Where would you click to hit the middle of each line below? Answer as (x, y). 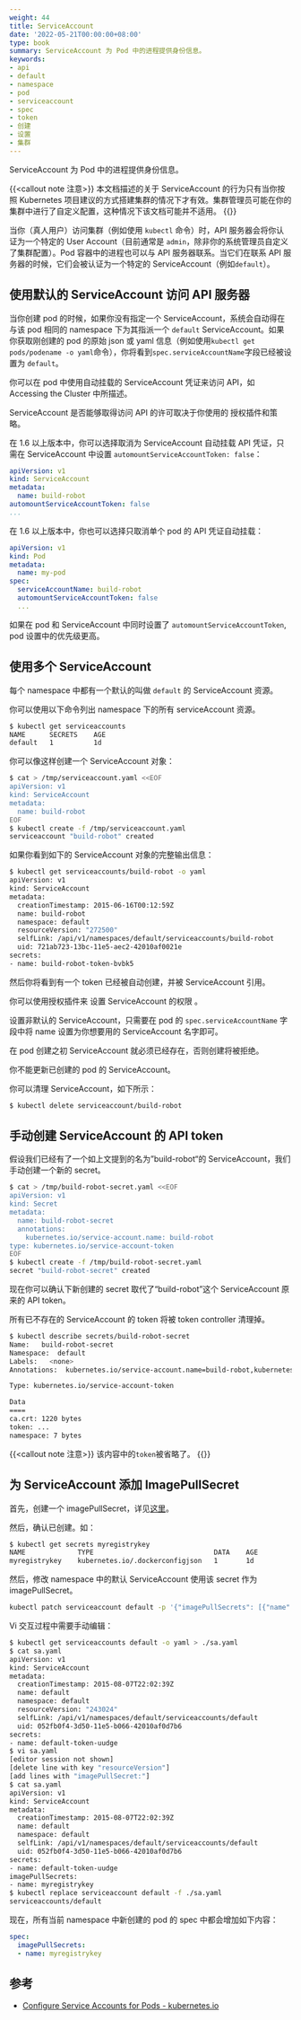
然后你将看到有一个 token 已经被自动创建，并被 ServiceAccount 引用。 (140, 982)
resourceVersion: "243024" (68, 1709)
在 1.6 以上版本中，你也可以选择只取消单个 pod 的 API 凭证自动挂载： (137, 531)
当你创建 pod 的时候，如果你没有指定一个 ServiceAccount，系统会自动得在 (147, 318)
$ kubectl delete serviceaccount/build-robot (95, 1105)
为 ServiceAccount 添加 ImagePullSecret (125, 1485)
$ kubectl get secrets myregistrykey (80, 1544)
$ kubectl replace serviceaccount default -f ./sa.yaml (116, 1893)
